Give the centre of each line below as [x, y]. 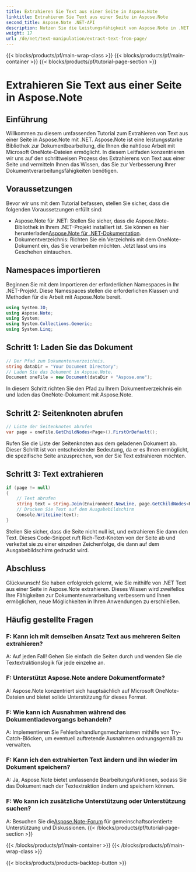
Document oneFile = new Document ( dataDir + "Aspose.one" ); [79, 377]
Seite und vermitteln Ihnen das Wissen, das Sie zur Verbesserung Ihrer [91, 164]
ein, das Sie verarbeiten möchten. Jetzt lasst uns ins [104, 245]
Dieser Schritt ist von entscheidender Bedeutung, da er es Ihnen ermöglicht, [97, 449]
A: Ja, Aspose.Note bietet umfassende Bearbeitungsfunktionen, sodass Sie [97, 780]
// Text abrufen [36, 498]
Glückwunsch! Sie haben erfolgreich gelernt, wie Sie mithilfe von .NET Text [96, 583]
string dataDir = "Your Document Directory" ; [62, 367]
